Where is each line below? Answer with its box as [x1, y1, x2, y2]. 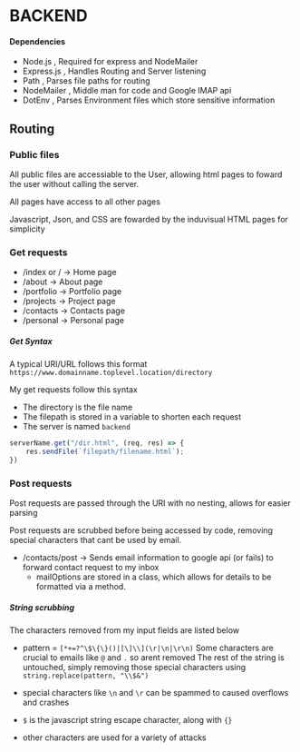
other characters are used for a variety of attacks [22, 732, 207, 743]
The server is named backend [22, 421, 131, 432]
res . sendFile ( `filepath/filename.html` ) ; [25, 447, 184, 457]
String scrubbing [9, 601, 75, 613]
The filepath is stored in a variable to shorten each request [22, 411, 242, 422]
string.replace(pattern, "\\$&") [22, 671, 150, 681]
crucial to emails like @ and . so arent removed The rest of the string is [22, 652, 285, 663]
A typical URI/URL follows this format [9, 359, 148, 370]
